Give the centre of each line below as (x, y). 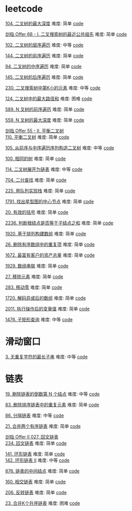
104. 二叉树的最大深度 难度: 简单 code (45, 23)
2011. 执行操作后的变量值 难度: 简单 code (47, 309)
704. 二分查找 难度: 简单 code (36, 180)
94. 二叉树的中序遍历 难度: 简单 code (44, 66)
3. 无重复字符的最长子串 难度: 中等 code (47, 356)
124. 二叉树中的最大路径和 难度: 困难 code (49, 98)
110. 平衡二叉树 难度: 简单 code (37, 137)
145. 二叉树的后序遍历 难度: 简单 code (44, 77)
